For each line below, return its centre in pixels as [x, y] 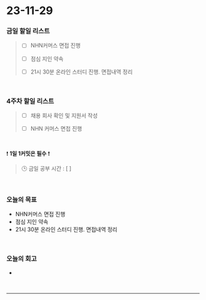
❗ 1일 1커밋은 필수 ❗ [28, 153]
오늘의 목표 [22, 200]
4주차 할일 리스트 [30, 101]
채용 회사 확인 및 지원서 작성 [64, 115]
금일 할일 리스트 [28, 31]
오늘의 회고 [22, 259]
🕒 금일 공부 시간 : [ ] [46, 169]
